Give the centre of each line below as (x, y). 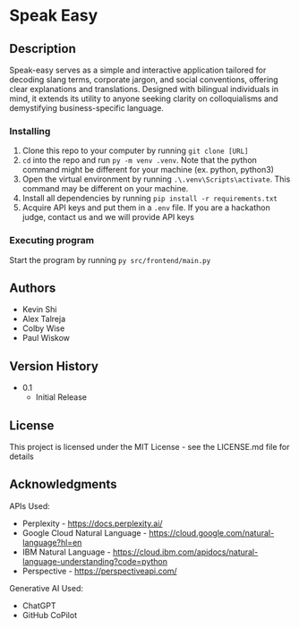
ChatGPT (39, 606)
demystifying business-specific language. (86, 108)
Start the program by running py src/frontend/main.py (110, 259)
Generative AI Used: (46, 588)
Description (43, 49)
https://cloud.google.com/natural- (212, 532)
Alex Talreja (43, 319)
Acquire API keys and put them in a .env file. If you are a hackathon (146, 208)
